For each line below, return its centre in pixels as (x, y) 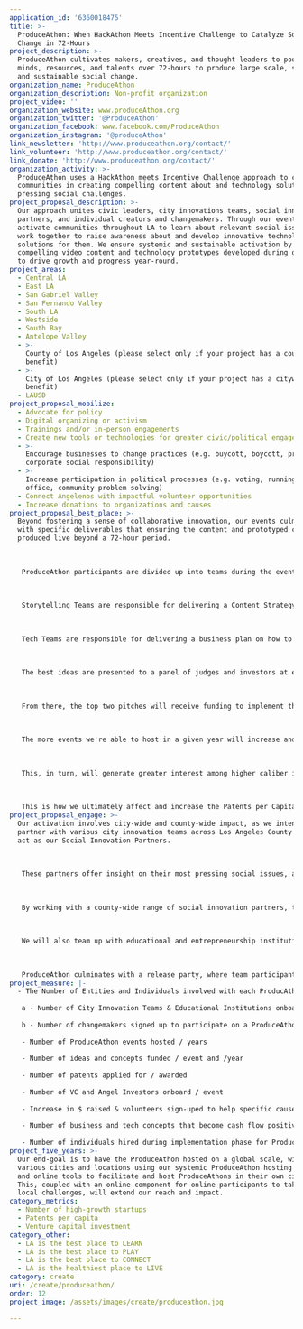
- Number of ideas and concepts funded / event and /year (133, 1059)
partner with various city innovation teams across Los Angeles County (155, 832)
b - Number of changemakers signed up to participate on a (134, 1025)
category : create (42, 1277)
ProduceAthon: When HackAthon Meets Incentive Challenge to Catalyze (151, 34)
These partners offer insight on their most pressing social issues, (155, 874)
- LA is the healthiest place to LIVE (91, 1269)
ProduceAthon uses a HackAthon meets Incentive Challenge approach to (153, 177)
